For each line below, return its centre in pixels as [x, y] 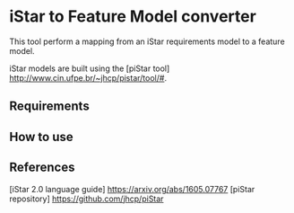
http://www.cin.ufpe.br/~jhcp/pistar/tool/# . [88, 77]
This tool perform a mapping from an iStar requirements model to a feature [147, 41]
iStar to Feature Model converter [133, 17]
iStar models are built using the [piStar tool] [90, 68]
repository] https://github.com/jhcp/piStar [86, 199]
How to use [41, 137]
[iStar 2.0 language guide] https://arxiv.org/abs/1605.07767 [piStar [132, 189]
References [42, 168]
